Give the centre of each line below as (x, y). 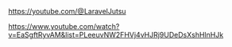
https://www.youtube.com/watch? (64, 26)
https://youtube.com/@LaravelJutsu (67, 11)
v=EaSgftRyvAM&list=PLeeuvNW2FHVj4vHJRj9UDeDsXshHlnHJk (116, 35)
